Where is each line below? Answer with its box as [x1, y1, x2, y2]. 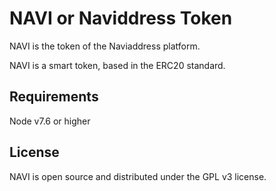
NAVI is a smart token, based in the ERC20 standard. [9, 59, 226, 71]
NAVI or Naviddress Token [9, 7, 233, 30]
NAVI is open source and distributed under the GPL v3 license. [9, 170, 267, 182]
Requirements [9, 88, 99, 106]
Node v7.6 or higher [9, 115, 91, 127]
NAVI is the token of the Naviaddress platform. [9, 40, 201, 52]
